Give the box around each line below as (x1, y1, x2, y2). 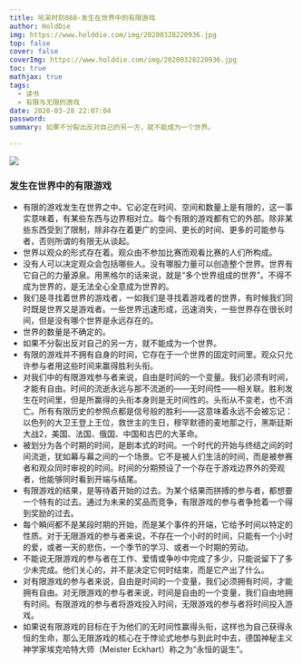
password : (9, 114, 47, 123)
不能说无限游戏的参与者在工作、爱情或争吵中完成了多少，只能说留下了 (22, 553, 286, 564)
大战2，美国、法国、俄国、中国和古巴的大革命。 (22, 428, 203, 440)
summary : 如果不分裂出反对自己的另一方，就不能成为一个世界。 (9, 123, 215, 132)
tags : (9, 81, 30, 90)
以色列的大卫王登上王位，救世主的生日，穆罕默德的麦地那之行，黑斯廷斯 (22, 417, 293, 428)
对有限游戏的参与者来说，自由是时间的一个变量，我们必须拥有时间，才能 (22, 576, 293, 587)
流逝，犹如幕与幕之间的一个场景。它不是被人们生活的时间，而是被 (30, 451, 278, 463)
